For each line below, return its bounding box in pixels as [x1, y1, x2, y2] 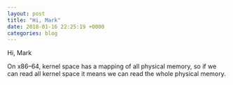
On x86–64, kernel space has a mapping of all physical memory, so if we [7, 62, 217, 70]
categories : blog [7, 29, 58, 37]
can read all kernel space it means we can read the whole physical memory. [7, 70, 226, 78]
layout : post [7, 10, 45, 17]
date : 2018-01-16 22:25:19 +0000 [7, 23, 105, 30]
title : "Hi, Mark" [7, 17, 61, 24]
